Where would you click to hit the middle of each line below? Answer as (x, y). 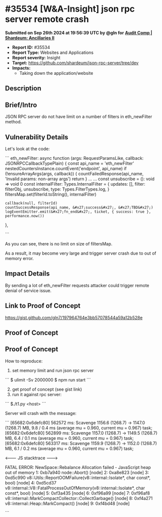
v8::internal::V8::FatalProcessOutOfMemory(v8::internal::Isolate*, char (75, 488)
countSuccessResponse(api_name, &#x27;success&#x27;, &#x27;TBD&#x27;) (79, 207)
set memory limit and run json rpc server (53, 370)
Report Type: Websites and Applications (53, 52)
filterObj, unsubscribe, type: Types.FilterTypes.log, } (57, 189)
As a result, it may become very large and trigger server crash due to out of (81, 253)
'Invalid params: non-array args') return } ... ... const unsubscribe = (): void (80, 179)
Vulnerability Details (37, 137)
